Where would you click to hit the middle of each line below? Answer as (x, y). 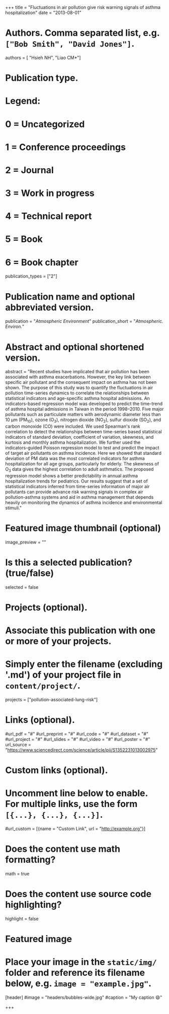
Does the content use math (63, 849)
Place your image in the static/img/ (81, 962)
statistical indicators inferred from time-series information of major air (77, 486)
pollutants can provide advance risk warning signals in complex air (74, 492)
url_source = (18, 745)
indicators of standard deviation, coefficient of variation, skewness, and (79, 437)
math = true (17, 874)
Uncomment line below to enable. (77, 793)
